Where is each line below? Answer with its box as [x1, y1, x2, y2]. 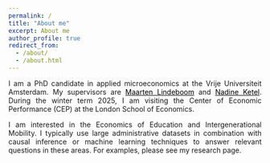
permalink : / [8, 11, 52, 20]
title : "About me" [8, 19, 70, 27]
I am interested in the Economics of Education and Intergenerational [8, 120, 262, 129]
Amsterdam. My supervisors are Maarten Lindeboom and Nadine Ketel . [8, 87, 262, 96]
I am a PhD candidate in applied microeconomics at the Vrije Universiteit [8, 78, 262, 88]
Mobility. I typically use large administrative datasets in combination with [8, 128, 262, 137]
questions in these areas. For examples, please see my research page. [8, 145, 242, 155]
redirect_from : [8, 42, 59, 50]
